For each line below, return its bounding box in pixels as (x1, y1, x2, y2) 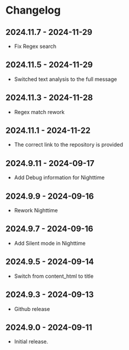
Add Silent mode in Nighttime (14, 239, 86, 247)
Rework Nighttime (14, 207, 58, 214)
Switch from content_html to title (14, 273, 94, 280)
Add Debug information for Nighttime (14, 174, 105, 181)
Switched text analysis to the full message (14, 75, 117, 83)
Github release (14, 305, 50, 312)
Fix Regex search (14, 43, 57, 50)
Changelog (5, 4, 61, 17)
